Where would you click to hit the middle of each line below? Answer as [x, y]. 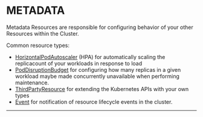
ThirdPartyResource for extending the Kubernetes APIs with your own [102, 89]
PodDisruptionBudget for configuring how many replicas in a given [98, 69]
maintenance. [32, 83]
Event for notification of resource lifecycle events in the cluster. [94, 102]
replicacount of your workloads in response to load [79, 63]
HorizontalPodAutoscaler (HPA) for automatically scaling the [90, 57]
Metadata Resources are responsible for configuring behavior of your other [100, 27]
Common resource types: [38, 45]
